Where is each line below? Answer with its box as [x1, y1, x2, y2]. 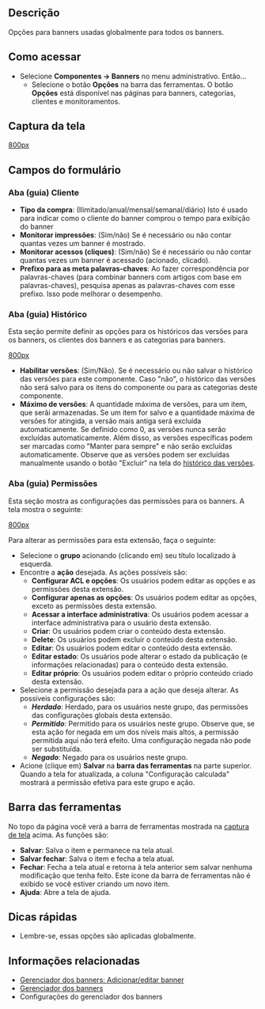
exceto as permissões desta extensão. [31, 601, 157, 610]
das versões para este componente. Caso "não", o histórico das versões [19, 374, 256, 384]
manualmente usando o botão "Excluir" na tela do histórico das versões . [19, 458, 256, 468]
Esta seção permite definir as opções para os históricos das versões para [8, 327, 248, 336]
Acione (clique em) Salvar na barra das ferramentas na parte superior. [19, 761, 252, 770]
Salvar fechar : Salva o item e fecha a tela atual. [19, 854, 175, 863]
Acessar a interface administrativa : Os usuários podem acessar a [31, 609, 249, 619]
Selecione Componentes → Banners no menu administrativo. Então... [19, 71, 247, 81]
